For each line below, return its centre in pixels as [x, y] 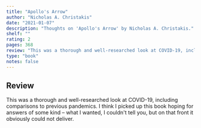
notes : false [22, 61]
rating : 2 [19, 39]
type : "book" [22, 56]
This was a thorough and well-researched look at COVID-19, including [92, 100]
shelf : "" [19, 34]
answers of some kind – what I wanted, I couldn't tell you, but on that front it [100, 113]
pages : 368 [20, 45]
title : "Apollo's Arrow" [37, 12]
